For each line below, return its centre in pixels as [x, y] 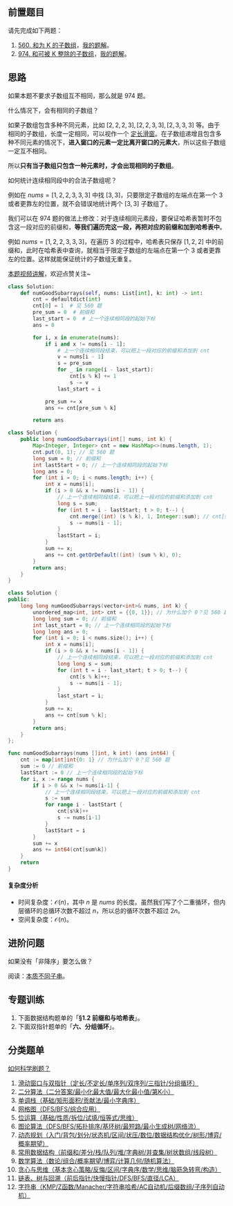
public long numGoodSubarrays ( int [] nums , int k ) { [96, 440]
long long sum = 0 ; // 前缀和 [75, 619]
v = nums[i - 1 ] [81, 357]
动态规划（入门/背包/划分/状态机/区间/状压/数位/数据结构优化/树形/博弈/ [120, 1135]
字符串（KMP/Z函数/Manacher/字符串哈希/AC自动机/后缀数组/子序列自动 [121, 1187]
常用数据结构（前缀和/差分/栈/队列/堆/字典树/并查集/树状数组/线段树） [118, 1152]
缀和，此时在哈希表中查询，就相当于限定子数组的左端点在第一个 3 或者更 [111, 250]
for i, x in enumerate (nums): [76, 337]
